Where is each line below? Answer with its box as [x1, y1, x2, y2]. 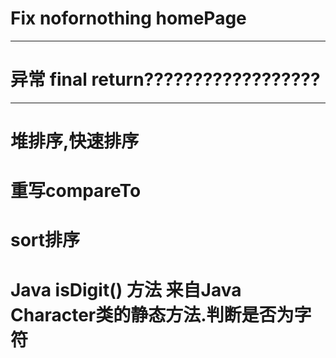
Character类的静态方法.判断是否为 [10, 303, 295, 326]
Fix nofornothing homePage [10, 7, 247, 30]
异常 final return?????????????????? [10, 68, 321, 91]
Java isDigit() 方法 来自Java [10, 278, 242, 301]
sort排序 [10, 229, 81, 252]
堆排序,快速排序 [10, 130, 140, 153]
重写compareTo [10, 180, 142, 202]
